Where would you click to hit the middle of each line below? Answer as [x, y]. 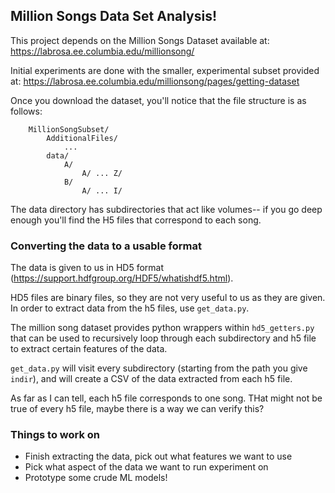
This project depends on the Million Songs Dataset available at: [140, 40]
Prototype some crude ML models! [96, 478]
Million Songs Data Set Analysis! [114, 16]
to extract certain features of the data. [89, 349]
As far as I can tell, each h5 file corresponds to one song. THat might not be [166, 398]
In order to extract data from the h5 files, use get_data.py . [130, 308]
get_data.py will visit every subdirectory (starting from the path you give [159, 368]
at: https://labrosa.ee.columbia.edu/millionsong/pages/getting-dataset [155, 81]
